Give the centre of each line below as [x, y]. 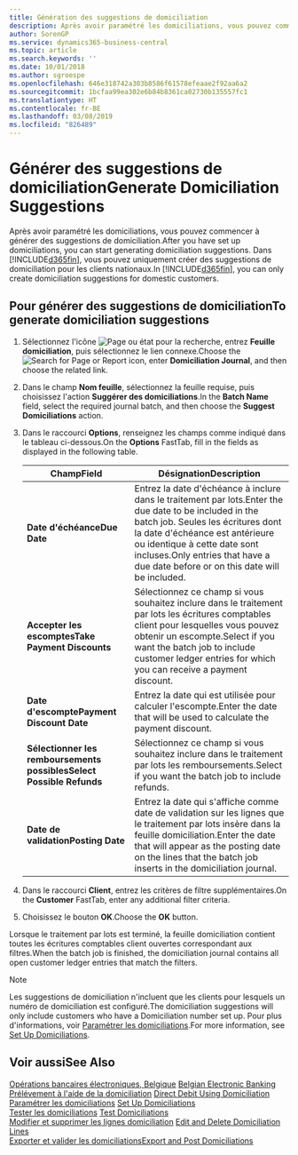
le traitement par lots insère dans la [208, 824]
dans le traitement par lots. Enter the [209, 499]
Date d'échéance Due [72, 527]
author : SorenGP [39, 34]
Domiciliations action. [63, 415]
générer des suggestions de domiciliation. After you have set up [125, 240]
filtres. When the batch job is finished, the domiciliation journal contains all [144, 952]
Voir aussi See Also [62, 1063]
